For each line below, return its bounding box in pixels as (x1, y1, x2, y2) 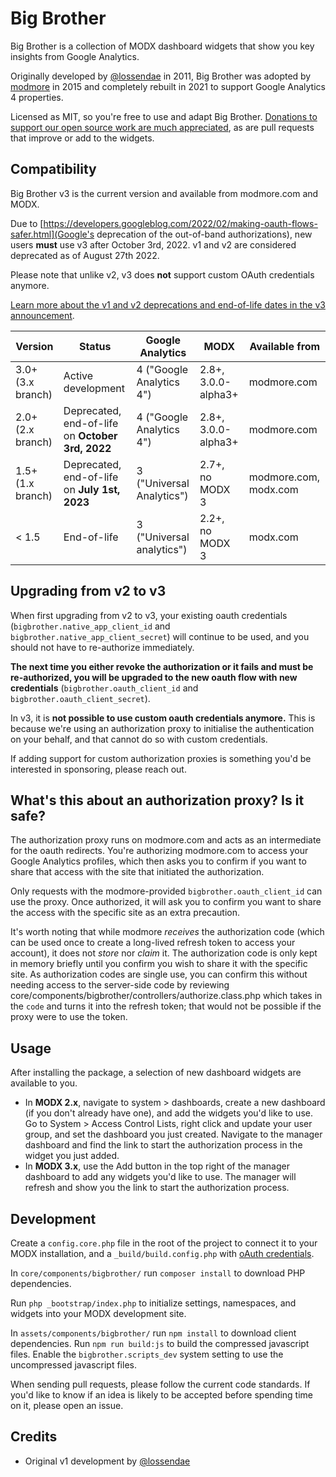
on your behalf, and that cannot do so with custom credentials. (10, 733, 268, 745)
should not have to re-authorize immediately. (10, 641, 195, 653)
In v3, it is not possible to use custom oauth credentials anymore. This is (10, 712, 316, 724)
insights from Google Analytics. (10, 50, 140, 62)
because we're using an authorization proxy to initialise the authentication (10, 722, 315, 734)
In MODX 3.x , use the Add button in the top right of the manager (24, 1160, 290, 1172)
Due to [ (10, 217, 44, 229)
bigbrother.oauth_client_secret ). (10, 692, 151, 704)
